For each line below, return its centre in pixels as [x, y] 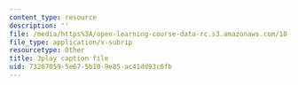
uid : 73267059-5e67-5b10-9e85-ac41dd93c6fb [91, 67]
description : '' [39, 26]
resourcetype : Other [47, 50]
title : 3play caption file [59, 58]
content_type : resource [53, 17]
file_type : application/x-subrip [71, 42]
